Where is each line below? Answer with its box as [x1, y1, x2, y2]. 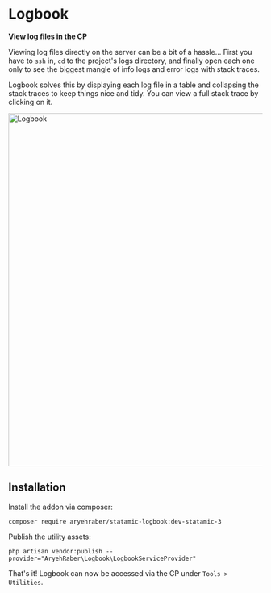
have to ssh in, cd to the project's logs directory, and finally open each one [8, 56, 256, 65]
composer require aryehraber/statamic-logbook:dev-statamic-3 [8, 517, 222, 525]
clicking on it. [8, 97, 53, 106]
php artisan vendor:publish [8, 547, 103, 555]
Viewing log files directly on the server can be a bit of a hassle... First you [8, 47, 252, 56]
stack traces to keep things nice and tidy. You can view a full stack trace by [8, 88, 259, 98]
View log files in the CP [8, 31, 87, 41]
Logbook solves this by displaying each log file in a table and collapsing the [8, 80, 260, 90]
